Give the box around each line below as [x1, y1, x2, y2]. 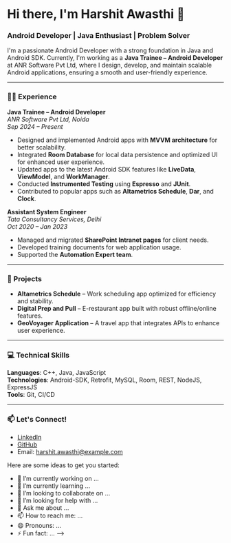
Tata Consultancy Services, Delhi [7, 215, 102, 223]
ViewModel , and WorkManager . [16, 172, 110, 181]
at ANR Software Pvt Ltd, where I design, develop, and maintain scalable [7, 61, 212, 70]
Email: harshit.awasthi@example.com [16, 447, 123, 455]
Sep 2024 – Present [7, 122, 63, 130]
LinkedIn [16, 433, 42, 441]
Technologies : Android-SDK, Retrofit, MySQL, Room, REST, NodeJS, [7, 376, 202, 385]
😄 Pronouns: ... [16, 521, 62, 529]
